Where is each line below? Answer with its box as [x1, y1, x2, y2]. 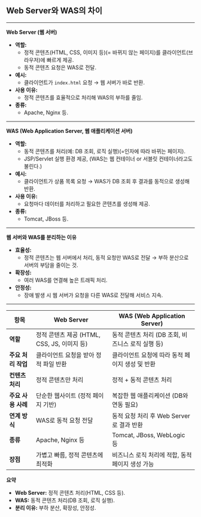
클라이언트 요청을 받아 [35, 350, 95, 359]
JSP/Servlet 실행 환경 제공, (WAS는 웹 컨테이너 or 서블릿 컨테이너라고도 [23, 155, 193, 162]
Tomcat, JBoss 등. [23, 215, 69, 222]
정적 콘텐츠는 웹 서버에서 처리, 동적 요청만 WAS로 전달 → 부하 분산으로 [23, 254, 189, 261]
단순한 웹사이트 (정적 [35, 391, 92, 400]
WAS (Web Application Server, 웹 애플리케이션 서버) [6, 127, 133, 134]
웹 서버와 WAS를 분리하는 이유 [6, 233, 77, 240]
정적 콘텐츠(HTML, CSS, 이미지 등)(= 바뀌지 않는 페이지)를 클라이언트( [23, 49, 188, 56]
